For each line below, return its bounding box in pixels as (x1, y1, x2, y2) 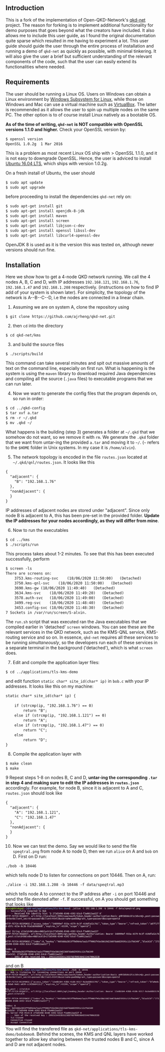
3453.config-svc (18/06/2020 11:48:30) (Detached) (14, 605, 124, 610)
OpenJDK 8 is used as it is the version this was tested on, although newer (5, 241, 154, 247)
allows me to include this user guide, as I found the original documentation (5, 32, 156, 38)
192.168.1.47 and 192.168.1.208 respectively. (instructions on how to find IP (5, 284, 159, 290)
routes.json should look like (5, 790, 63, 796)
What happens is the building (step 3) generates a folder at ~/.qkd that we (5, 429, 155, 435)
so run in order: (12, 396, 44, 402)
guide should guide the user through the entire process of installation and (5, 43, 154, 48)
